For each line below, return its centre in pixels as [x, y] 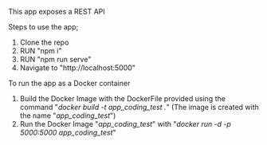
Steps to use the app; [43, 27]
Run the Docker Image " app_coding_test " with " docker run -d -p [125, 124]
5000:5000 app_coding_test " [68, 132]
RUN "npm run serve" [55, 59]
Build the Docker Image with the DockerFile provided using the [122, 98]
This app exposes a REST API [57, 12]
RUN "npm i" [41, 51]
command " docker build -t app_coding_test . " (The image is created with [139, 107]
